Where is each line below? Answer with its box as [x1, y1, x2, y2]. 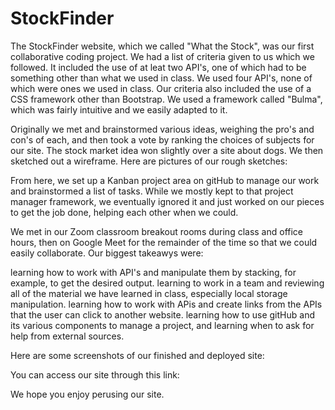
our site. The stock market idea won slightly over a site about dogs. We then [10, 144, 324, 156]
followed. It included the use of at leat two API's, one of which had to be [10, 61, 307, 73]
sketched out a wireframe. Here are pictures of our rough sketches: [10, 155, 288, 167]
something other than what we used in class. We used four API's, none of [10, 72, 313, 84]
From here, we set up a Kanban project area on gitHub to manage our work [10, 174, 320, 186]
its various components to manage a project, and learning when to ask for [10, 319, 315, 331]
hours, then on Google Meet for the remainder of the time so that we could [10, 236, 318, 248]
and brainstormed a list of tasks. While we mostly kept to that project [10, 185, 294, 197]
